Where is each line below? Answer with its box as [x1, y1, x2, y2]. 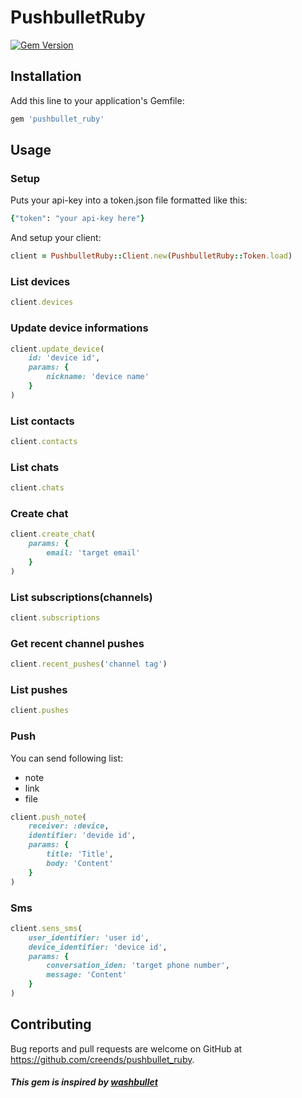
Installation [10, 68, 82, 85]
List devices [10, 274, 71, 288]
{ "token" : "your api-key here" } [10, 214, 145, 224]
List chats [10, 460, 60, 474]
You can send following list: [10, 752, 124, 764]
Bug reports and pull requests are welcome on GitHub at [10, 1042, 243, 1055]
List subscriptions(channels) [10, 590, 153, 604]
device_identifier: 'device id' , [28, 942, 168, 952]
